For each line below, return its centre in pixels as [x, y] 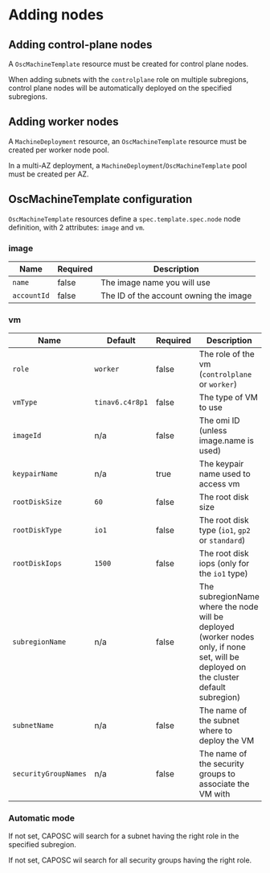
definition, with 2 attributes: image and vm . [77, 227]
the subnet [219, 721]
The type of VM [229, 398]
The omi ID [219, 420]
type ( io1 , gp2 [225, 531]
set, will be [219, 657]
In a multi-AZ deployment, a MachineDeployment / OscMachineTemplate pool [128, 165]
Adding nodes [56, 15]
